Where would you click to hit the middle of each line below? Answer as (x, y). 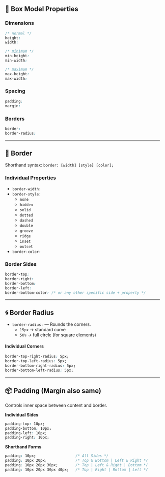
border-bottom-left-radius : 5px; (39, 370)
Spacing (15, 91)
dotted (26, 215)
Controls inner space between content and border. (56, 405)
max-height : (17, 74)
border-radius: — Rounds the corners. (52, 324)
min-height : (17, 56)
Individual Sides (22, 414)
